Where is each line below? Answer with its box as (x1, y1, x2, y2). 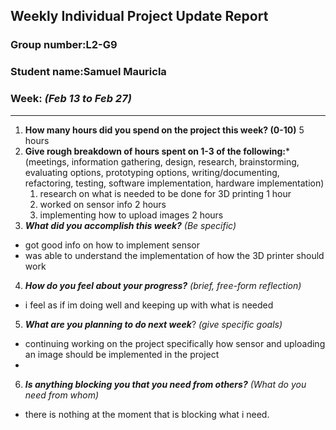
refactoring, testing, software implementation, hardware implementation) (24, 177, 325, 189)
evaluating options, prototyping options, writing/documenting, (24, 166, 280, 178)
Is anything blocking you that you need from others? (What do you (24, 378, 307, 390)
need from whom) (24, 389, 100, 401)
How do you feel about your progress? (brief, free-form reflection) (24, 279, 302, 291)
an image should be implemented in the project (24, 348, 220, 360)
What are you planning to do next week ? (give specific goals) (24, 318, 283, 330)
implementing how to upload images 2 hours (39, 209, 224, 221)
